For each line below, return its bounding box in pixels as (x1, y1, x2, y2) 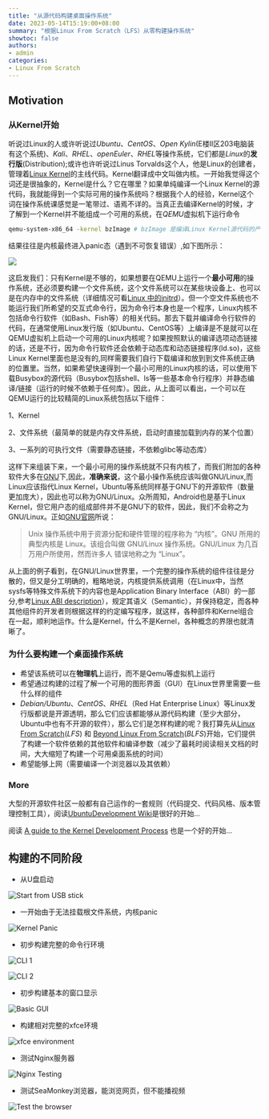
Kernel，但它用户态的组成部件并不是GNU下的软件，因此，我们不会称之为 (8, 502, 249, 512)
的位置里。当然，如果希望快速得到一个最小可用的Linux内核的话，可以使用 (8, 363, 251, 374)
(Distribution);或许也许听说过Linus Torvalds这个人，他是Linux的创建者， (22, 159, 260, 169)
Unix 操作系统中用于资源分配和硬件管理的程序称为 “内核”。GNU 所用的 (27, 529, 261, 539)
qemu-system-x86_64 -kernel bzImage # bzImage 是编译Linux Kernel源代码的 (8, 226, 255, 234)
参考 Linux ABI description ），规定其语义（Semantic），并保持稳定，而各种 (17, 596, 259, 606)
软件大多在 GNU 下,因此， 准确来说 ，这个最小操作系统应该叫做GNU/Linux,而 (8, 472, 254, 482)
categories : (8, 57, 48, 65)
